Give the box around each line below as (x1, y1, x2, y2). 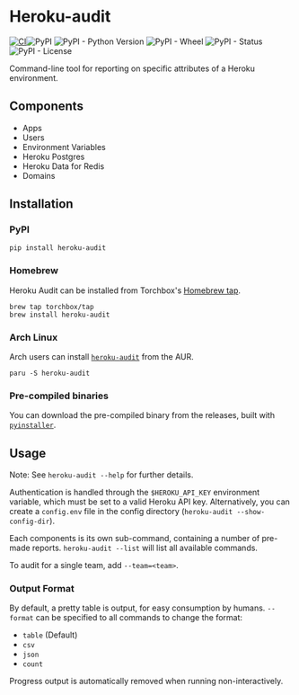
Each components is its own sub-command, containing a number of (9, 533, 260, 544)
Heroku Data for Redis (22, 160, 105, 172)
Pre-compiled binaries (9, 389, 110, 402)
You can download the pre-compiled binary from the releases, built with (9, 410, 276, 421)
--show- (236, 508, 266, 517)
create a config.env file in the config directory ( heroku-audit (9, 506, 233, 517)
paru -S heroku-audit (9, 369, 91, 379)
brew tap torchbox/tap (9, 302, 94, 311)
